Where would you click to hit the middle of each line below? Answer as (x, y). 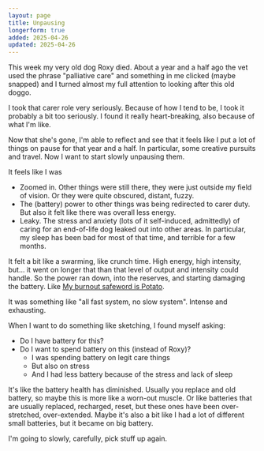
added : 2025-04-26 (38, 38)
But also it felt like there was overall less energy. (98, 212)
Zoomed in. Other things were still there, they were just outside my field (136, 187)
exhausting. (27, 310)
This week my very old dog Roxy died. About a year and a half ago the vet (128, 67)
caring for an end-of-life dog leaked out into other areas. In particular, (133, 229)
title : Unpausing (37, 23)
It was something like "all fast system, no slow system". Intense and (118, 302)
